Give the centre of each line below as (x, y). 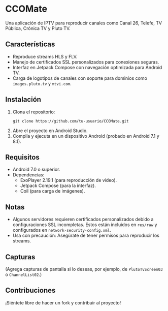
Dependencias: (28, 175)
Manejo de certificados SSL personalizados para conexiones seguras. (86, 62)
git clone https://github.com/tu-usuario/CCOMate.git (71, 121)
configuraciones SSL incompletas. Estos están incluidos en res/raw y (85, 225)
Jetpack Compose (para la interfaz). (58, 185)
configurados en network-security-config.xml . (62, 230)
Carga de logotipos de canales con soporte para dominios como (80, 78)
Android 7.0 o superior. (36, 169)
